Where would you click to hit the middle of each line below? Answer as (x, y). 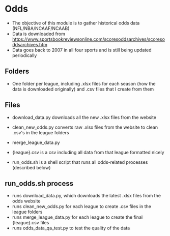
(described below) (31, 167)
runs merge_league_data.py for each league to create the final (77, 217)
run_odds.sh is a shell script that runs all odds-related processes (80, 162)
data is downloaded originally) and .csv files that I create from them (83, 89)
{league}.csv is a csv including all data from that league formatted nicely (88, 152)
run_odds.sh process (39, 183)
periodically (24, 55)
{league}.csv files (31, 223)
